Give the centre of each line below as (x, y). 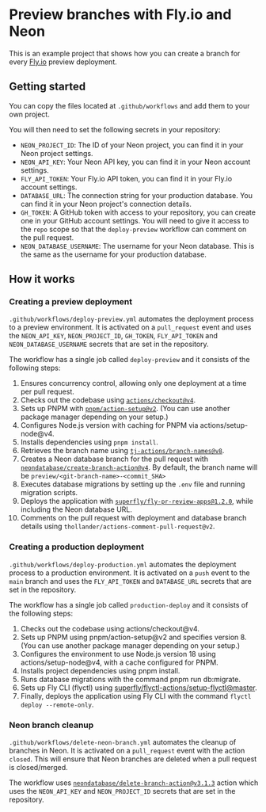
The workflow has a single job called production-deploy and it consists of (129, 604)
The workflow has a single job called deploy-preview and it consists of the (129, 360)
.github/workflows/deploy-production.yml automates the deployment (123, 564)
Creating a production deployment (77, 547)
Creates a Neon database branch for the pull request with (114, 459)
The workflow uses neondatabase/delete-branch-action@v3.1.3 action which (134, 783)
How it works (42, 279)
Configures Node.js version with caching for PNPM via (109, 425)
